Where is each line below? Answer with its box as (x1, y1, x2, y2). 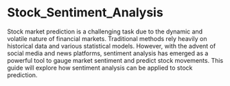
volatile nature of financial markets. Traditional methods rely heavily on (7, 34, 207, 42)
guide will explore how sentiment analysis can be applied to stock (7, 63, 193, 72)
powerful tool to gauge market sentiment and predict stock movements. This (7, 56, 224, 64)
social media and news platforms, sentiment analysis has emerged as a (7, 49, 209, 57)
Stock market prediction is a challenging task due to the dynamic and (7, 27, 203, 35)
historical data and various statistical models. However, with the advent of (7, 42, 216, 50)
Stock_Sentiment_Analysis (7, 5, 163, 20)
